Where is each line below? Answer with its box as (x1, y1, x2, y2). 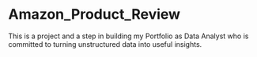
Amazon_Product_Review (8, 5, 180, 23)
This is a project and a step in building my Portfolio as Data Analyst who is (8, 31, 249, 41)
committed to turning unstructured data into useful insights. (8, 39, 202, 48)
